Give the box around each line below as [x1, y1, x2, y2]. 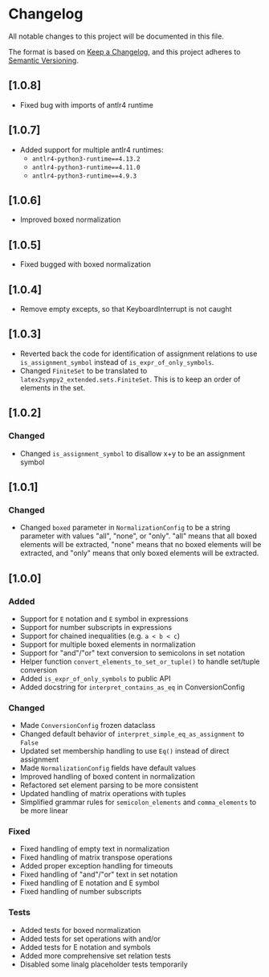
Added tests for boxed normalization [19, 925, 141, 934]
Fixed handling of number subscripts [19, 887, 142, 897]
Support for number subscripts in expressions [19, 622, 173, 632]
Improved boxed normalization [19, 215, 121, 225]
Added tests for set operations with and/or [19, 934, 161, 943]
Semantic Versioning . [8, 55, 79, 65]
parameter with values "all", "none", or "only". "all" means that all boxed [19, 531, 257, 541]
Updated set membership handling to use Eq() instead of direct [19, 746, 230, 756]
